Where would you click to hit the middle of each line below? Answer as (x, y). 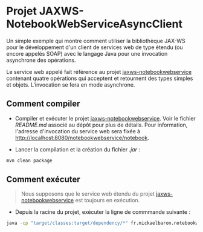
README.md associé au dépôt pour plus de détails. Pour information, (101, 125)
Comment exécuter (43, 180)
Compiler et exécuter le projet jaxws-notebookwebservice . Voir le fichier (105, 118)
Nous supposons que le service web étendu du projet (88, 194)
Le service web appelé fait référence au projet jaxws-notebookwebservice (99, 71)
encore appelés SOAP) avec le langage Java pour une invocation (87, 53)
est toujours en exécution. (108, 201)
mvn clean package (29, 161)
